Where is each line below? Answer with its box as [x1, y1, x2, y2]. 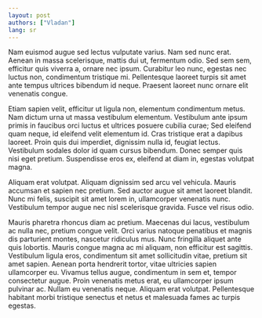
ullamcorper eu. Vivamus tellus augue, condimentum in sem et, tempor [8, 268, 237, 277]
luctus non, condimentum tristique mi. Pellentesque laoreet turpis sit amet [8, 72, 246, 82]
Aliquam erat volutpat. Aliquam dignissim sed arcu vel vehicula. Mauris [8, 178, 237, 187]
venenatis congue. [8, 89, 68, 99]
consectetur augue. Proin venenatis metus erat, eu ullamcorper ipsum [8, 276, 234, 286]
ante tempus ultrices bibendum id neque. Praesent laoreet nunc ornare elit [8, 81, 249, 90]
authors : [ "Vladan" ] [8, 19, 76, 27]
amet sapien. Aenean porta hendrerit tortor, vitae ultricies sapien [8, 259, 217, 269]
